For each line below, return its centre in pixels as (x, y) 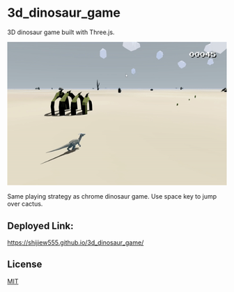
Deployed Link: (40, 225)
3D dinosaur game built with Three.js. (61, 32)
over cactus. (25, 204)
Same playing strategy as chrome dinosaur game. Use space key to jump (112, 197)
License (25, 264)
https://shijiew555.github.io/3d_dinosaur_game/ (76, 243)
